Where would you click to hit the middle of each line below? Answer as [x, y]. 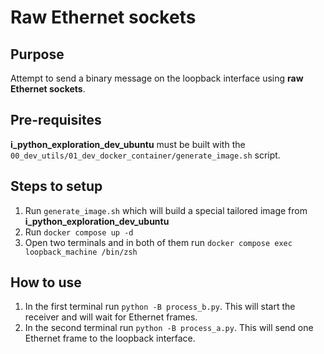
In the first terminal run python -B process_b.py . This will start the [160, 307]
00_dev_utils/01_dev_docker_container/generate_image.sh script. [145, 155]
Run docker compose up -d [79, 232]
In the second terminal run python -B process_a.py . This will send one [169, 328]
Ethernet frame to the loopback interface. [110, 338]
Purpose [37, 54]
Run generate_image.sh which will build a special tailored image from [166, 210]
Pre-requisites [56, 120]
